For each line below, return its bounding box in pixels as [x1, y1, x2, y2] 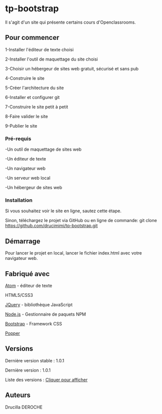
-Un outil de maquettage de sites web [5, 146, 82, 153]
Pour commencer [5, 33, 60, 42]
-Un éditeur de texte [5, 156, 46, 162]
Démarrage [5, 237, 40, 245]
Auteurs [5, 391, 31, 399]
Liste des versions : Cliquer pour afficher [5, 377, 88, 382]
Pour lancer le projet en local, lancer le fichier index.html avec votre [5, 250, 142, 256]
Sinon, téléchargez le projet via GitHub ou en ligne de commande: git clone [5, 218, 157, 223]
